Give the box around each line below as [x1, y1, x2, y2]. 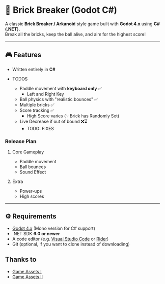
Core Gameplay [12, 149, 44, 155]
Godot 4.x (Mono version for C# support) [12, 225, 96, 231]
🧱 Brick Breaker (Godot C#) [5, 4, 117, 16]
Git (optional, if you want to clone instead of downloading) [12, 241, 130, 247]
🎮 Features [5, 51, 42, 59]
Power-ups [19, 188, 42, 194]
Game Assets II [12, 274, 43, 280]
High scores [19, 193, 44, 199]
